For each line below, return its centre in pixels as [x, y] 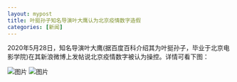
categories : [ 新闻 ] [35, 27]
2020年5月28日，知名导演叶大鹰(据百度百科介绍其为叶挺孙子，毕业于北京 [116, 48]
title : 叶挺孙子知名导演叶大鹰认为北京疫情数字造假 [74, 20]
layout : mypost [30, 14]
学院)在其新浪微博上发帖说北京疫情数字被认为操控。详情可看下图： [111, 57]
